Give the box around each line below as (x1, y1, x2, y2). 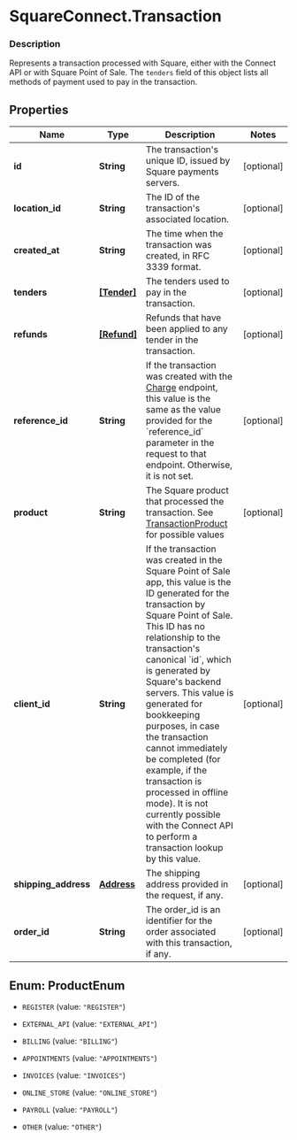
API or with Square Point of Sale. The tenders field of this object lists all (9, 67, 269, 78)
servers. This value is (145, 687, 234, 699)
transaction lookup (145, 842, 224, 854)
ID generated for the (145, 587, 230, 599)
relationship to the (145, 631, 221, 643)
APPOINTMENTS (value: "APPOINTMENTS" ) (21, 1053, 157, 1064)
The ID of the (145, 191, 201, 204)
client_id (13, 697, 50, 710)
